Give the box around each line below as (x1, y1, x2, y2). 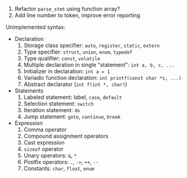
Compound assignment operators (23, 132, 109, 140)
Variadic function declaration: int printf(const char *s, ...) (23, 74, 182, 81)
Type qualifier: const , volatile (23, 55, 100, 62)
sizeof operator (23, 146, 64, 152)
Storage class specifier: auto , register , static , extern (23, 42, 160, 49)
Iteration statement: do (23, 107, 80, 113)
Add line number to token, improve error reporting (14, 12, 141, 19)
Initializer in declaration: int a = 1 (23, 68, 111, 75)
